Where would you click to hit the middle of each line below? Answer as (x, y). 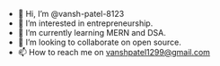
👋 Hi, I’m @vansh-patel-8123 (71, 14)
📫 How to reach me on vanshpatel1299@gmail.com (114, 52)
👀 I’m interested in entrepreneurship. (85, 23)
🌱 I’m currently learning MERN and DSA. (92, 33)
